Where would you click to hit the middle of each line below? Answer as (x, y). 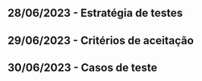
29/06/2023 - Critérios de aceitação (101, 40)
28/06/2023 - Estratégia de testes (95, 13)
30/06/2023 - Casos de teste (82, 68)
